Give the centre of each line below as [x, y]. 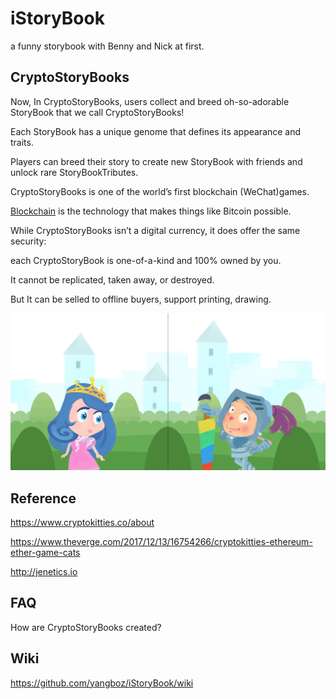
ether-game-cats [45, 553]
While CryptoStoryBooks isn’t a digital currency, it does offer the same [155, 230]
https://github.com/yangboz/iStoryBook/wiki [102, 683]
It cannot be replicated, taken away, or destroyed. [112, 279]
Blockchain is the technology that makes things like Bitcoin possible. [151, 211]
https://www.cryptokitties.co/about [82, 523]
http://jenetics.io [44, 572]
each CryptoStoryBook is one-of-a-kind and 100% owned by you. [146, 260]
